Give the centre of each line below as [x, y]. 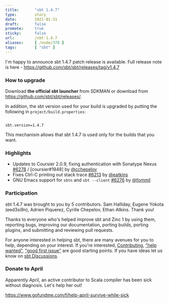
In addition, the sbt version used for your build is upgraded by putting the [81, 106]
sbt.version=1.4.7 [24, 125]
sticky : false [26, 33]
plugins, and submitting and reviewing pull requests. [60, 230]
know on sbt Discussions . [32, 256]
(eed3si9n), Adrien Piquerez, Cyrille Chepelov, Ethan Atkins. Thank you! [80, 209]
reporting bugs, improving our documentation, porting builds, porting [77, 224]
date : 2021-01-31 [31, 19]
